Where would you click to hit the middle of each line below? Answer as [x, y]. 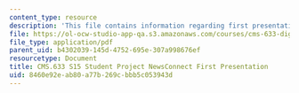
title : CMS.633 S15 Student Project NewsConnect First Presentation [139, 67]
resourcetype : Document [53, 58]
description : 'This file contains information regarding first [129, 26]
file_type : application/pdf [61, 42]
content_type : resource [53, 17]
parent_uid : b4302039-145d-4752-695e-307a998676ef [105, 50]
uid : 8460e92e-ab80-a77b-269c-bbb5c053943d [91, 75]
